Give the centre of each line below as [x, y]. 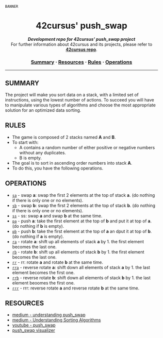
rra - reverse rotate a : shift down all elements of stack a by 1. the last [81, 267]
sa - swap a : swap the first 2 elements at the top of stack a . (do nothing [83, 195]
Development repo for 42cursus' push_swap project [81, 39]
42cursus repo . [81, 49]
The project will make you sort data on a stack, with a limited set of [72, 95]
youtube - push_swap [34, 325]
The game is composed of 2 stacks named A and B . [64, 137]
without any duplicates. [43, 152]
